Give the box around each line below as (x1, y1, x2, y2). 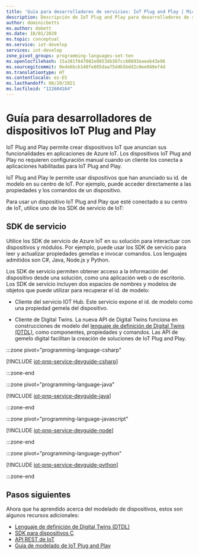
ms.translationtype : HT (6, 69, 65, 75)
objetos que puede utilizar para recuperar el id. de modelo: (6, 286, 150, 294)
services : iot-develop (6, 47, 62, 53)
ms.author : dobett (6, 25, 52, 31)
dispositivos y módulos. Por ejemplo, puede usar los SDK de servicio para (6, 244, 187, 251)
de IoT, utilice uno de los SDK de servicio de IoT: (6, 204, 124, 211)
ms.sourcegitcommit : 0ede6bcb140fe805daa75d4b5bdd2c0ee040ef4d (6, 63, 166, 70)
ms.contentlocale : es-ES (6, 75, 68, 81)
